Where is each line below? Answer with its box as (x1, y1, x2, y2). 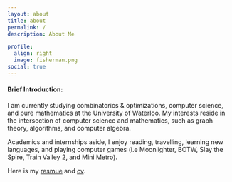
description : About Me (7, 30, 75, 38)
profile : (7, 44, 33, 51)
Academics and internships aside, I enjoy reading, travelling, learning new (7, 137, 224, 146)
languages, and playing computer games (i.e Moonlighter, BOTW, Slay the (7, 145, 223, 153)
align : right (14, 50, 53, 57)
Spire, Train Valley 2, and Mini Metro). (7, 153, 117, 161)
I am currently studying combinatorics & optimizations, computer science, (7, 101, 224, 109)
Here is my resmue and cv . (7, 166, 86, 175)
